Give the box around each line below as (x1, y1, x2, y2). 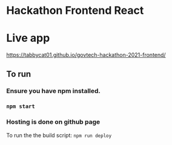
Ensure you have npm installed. (6, 87, 101, 95)
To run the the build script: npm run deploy (6, 131, 112, 139)
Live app (6, 31, 50, 45)
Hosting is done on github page (6, 118, 101, 126)
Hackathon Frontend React (6, 4, 144, 18)
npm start (6, 103, 35, 110)
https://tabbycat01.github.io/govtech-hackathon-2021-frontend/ (6, 51, 166, 59)
